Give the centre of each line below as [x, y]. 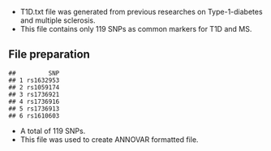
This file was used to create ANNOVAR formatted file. [109, 139]
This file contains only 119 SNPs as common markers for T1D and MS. [136, 29]
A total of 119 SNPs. [53, 131]
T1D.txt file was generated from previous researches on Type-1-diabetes [141, 12]
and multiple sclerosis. [58, 20]
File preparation [49, 55]
